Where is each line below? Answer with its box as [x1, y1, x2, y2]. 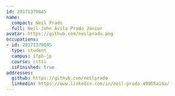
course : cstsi [11, 58, 47, 64]
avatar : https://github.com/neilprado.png [6, 31, 113, 37]
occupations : [6, 36, 39, 42]
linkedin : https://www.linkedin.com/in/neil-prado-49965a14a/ [11, 81, 170, 87]
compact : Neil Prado [11, 20, 63, 26]
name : [6, 14, 20, 20]
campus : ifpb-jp [11, 53, 52, 59]
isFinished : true [11, 64, 55, 70]
